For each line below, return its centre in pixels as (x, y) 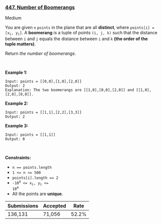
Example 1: (16, 72)
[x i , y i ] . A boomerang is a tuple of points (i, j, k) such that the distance (81, 33)
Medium (13, 18)
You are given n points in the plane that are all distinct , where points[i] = (80, 27)
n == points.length (32, 167)
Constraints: (18, 157)
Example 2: (17, 103)
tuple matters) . (20, 44)
